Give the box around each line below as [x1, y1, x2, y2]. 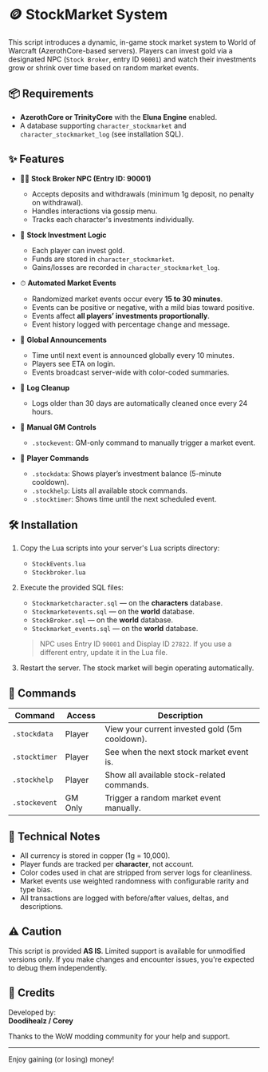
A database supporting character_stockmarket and [19, 121, 187, 130]
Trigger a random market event [104, 792, 222, 804]
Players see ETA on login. [31, 359, 116, 368]
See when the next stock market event [104, 747, 249, 758]
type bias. [19, 885, 53, 894]
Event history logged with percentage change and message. [31, 320, 231, 329]
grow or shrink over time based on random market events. [8, 62, 199, 72]
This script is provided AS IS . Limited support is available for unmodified [8, 946, 246, 955]
